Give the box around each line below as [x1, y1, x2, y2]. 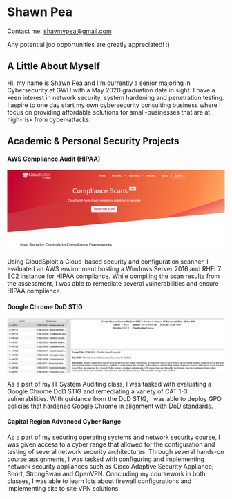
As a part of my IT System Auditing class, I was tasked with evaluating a [7, 380, 212, 388]
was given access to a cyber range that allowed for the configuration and [7, 440, 215, 449]
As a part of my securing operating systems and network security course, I [7, 433, 221, 441]
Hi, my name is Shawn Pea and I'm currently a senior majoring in [7, 79, 191, 87]
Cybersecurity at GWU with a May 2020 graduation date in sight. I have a [7, 86, 215, 94]
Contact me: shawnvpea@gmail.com [7, 27, 112, 35]
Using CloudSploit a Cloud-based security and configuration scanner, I [7, 257, 209, 266]
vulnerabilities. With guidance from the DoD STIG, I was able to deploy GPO [7, 394, 222, 402]
